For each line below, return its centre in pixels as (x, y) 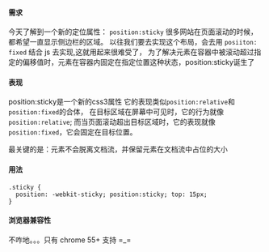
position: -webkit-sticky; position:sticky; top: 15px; (111, 194)
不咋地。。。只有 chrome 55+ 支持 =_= (70, 240)
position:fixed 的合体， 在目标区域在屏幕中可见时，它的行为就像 (116, 112)
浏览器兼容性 (29, 220)
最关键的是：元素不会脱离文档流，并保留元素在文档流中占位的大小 (118, 149)
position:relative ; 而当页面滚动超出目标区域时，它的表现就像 (112, 122)
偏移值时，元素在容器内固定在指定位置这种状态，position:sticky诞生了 (139, 62)
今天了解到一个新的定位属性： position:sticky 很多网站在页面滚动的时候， (133, 32)
